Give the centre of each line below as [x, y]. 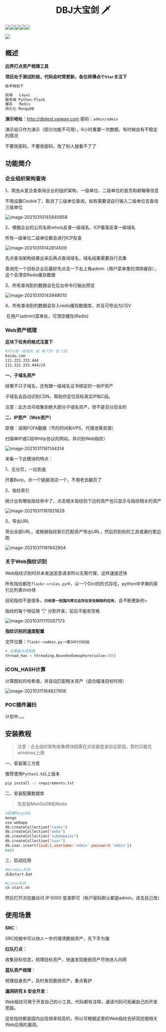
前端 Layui [18, 95]
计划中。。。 [16, 716]
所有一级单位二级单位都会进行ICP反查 [43, 238]
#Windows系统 [18, 870]
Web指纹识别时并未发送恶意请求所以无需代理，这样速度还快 [66, 573]
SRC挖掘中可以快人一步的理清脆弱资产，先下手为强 [57, 939]
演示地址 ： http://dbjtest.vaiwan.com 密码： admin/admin [61, 119]
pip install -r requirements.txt [40, 783]
